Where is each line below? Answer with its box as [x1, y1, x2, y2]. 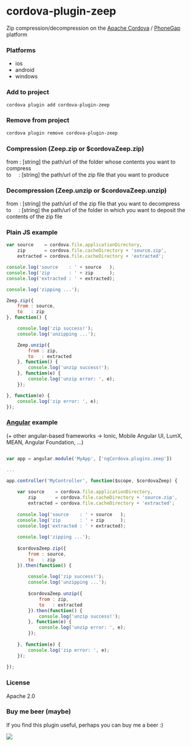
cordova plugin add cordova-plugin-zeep [6, 102, 110, 108]
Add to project [6, 88, 50, 97]
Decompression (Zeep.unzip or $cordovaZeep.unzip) [6, 186, 167, 195]
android [15, 66, 35, 74]
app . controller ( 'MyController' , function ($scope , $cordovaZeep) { [6, 477, 178, 484]
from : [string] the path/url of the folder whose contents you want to [6, 158, 176, 165]
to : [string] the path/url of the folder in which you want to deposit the [6, 207, 186, 214]
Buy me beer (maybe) [6, 707, 72, 716]
